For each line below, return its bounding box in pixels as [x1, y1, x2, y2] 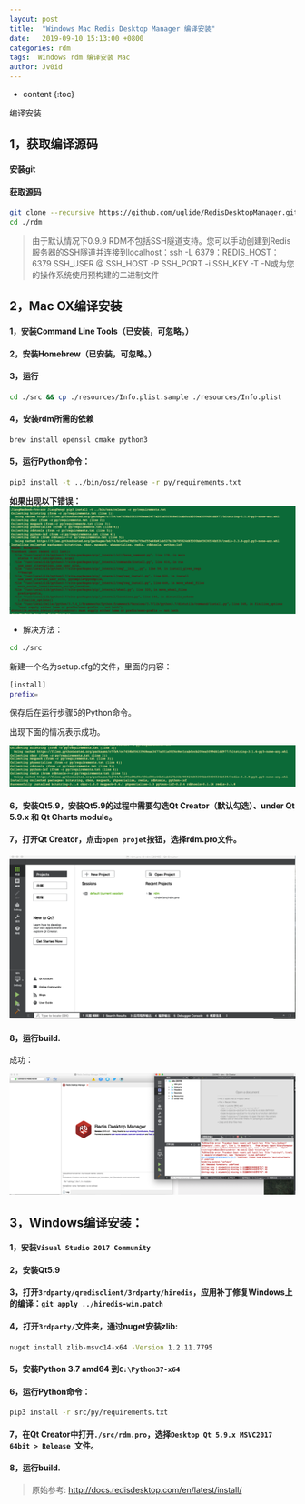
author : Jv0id [9, 63, 64, 72]
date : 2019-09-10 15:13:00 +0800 [9, 34, 144, 43]
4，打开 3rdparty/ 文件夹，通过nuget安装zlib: [9, 1321, 179, 1331]
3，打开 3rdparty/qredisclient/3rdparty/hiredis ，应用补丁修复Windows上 [9, 1287, 293, 1298]
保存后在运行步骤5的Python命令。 [9, 707, 136, 718]
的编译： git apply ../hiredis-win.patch [9, 1298, 163, 1309]
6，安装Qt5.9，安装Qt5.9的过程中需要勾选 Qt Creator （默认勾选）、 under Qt [9, 800, 295, 811]
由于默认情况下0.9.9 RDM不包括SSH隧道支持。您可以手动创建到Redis [31, 235, 291, 246]
